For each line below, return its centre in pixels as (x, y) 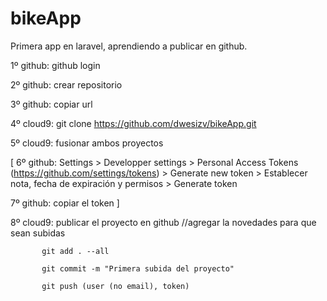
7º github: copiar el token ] (65, 203)
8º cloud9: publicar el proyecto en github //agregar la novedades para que (163, 222)
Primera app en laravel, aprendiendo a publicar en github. (129, 46)
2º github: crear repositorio (66, 84)
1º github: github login (55, 65)
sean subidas (38, 233)
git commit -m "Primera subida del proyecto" (138, 268)
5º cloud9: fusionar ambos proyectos (87, 143)
